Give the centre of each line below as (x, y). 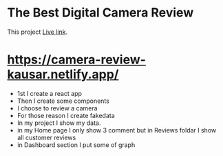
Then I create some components (63, 101)
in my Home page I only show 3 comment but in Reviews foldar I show (117, 130)
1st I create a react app (50, 93)
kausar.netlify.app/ (63, 75)
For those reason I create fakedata (66, 115)
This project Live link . (37, 32)
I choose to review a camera (57, 108)
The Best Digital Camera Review (100, 13)
